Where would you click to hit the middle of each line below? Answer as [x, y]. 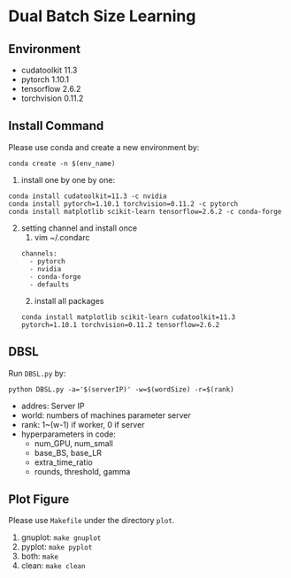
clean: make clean [53, 566]
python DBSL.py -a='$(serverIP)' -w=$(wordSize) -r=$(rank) [122, 389]
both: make [40, 556]
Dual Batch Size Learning [102, 16]
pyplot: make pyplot [57, 547]
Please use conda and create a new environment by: [104, 147]
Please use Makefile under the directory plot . [92, 521]
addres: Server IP [53, 406]
